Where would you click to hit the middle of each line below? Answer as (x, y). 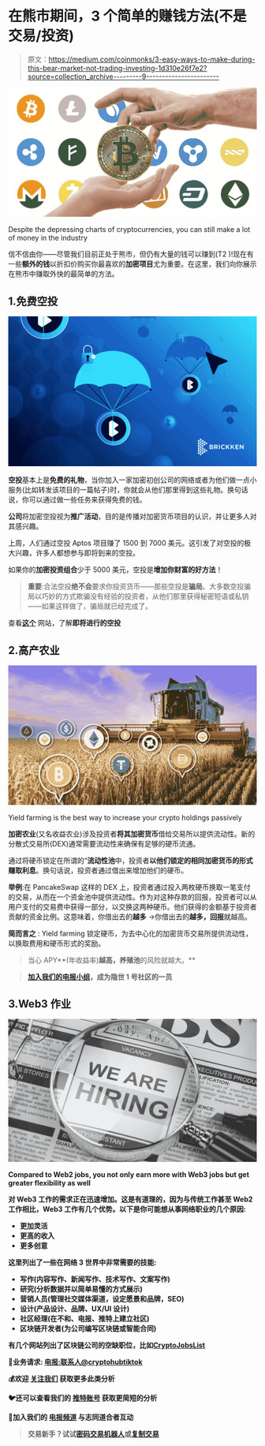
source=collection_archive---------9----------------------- (123, 77)
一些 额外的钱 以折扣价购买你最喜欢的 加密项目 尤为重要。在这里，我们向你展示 (132, 264)
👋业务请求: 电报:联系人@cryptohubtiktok (76, 1362)
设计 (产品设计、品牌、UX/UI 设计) (75, 1309)
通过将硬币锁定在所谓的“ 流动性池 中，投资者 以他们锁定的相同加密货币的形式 (131, 860)
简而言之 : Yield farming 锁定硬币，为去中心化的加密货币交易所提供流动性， (131, 933)
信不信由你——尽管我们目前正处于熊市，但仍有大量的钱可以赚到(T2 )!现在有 (131, 254)
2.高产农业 (34, 650)
